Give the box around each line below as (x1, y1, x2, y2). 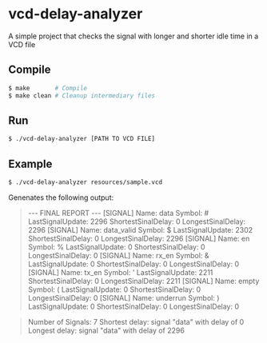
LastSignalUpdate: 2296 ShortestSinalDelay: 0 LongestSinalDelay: (27, 217, 246, 226)
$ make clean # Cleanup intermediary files (8, 91, 156, 100)
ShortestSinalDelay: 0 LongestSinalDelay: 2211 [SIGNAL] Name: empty (27, 276, 260, 285)
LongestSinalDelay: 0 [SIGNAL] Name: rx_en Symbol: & (27, 250, 209, 260)
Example (8, 157, 53, 170)
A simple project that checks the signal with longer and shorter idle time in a (8, 31, 259, 41)
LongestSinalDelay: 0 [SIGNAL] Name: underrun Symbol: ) (27, 293, 220, 302)
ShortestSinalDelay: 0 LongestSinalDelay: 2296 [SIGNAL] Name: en (27, 233, 250, 243)
